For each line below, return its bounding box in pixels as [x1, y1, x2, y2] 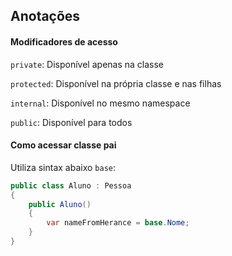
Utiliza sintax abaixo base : [10, 161, 117, 173]
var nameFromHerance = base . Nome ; [46, 218, 190, 228]
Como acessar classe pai [10, 139, 117, 151]
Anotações [10, 8, 81, 25]
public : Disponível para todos [10, 116, 133, 128]
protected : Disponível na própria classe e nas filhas [10, 77, 222, 89]
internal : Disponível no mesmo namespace [10, 97, 191, 109]
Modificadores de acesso [10, 35, 118, 48]
